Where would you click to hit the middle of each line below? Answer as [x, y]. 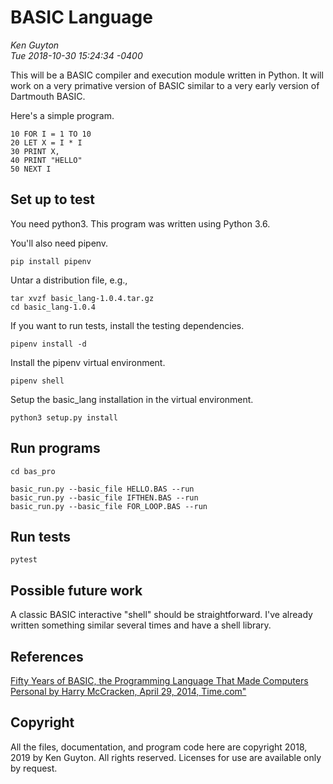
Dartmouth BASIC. [48, 96]
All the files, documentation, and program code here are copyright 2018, [159, 747]
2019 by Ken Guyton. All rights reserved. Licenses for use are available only [166, 757]
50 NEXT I [31, 169]
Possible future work [76, 590]
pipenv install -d [48, 344]
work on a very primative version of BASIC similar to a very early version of [165, 85]
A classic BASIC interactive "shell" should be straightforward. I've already [161, 615]
